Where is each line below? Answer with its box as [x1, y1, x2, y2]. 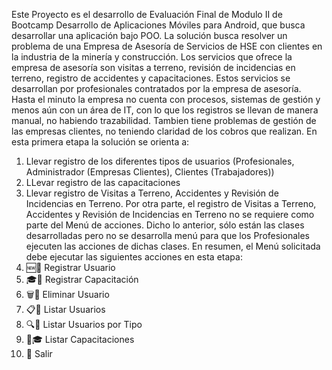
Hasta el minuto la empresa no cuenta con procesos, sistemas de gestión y [11, 94, 321, 105]
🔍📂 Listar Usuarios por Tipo [25, 319, 143, 330]
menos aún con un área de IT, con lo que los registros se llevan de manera [11, 104, 319, 116]
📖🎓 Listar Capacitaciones [25, 334, 135, 345]
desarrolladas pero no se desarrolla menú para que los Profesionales [25, 230, 310, 241]
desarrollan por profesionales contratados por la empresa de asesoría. [11, 83, 302, 94]
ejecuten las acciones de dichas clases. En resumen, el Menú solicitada [25, 240, 321, 252]
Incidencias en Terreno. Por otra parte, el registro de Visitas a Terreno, [25, 198, 317, 209]
